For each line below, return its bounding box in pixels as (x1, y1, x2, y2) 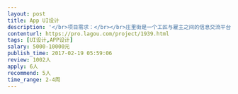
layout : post (7, 10, 46, 18)
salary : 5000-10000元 (7, 43, 70, 50)
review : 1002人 (7, 57, 51, 64)
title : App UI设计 (7, 17, 59, 24)
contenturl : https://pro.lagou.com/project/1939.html (7, 30, 170, 37)
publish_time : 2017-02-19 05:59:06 (7, 50, 113, 57)
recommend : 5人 (7, 69, 51, 76)
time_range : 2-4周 (7, 76, 61, 83)
